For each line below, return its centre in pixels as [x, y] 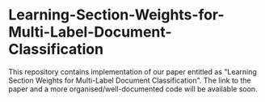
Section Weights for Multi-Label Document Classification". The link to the [130, 80]
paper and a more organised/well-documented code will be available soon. [133, 89]
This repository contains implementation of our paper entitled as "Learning [132, 71]
